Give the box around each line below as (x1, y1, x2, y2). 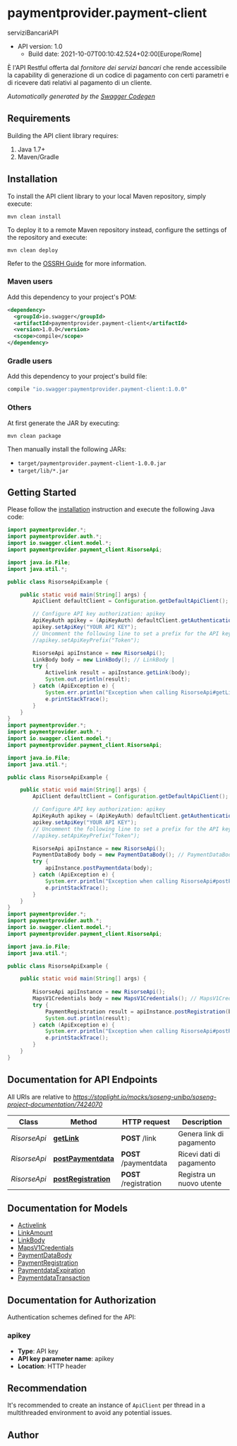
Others (7, 403, 32, 412)
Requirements (7, 112, 71, 125)
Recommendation (7, 1382, 87, 1394)
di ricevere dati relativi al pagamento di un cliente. (7, 78, 152, 86)
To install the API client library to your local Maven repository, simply (7, 192, 207, 200)
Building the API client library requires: (7, 131, 119, 139)
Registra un (178, 1169, 217, 1179)
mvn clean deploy (7, 246, 59, 254)
